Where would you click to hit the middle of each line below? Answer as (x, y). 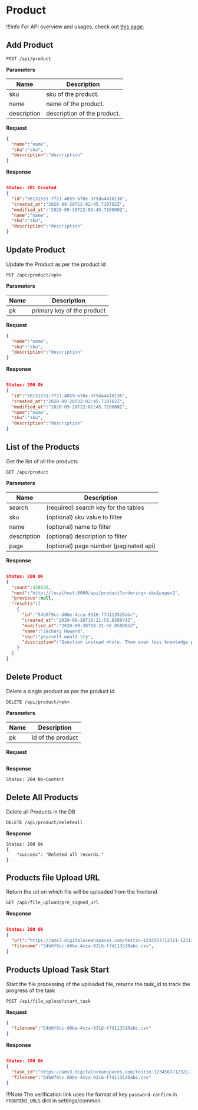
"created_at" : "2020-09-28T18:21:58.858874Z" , (78, 620)
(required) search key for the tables (95, 508)
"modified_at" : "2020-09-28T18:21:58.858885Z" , (80, 625)
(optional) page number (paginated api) (101, 546)
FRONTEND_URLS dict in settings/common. (54, 1101)
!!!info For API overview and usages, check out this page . (75, 27)
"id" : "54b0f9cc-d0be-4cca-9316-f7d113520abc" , (80, 615)
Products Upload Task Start (58, 970)
